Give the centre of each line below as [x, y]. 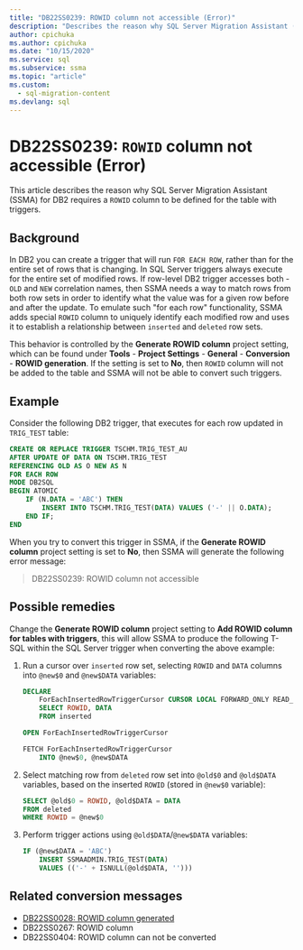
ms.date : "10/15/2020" [52, 51]
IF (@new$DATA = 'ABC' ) [67, 852]
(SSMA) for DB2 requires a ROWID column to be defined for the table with [143, 200]
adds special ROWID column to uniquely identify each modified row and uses [150, 318]
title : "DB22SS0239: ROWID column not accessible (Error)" [123, 18]
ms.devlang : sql [40, 101]
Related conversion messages [96, 896]
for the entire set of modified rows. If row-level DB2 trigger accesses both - [150, 279]
